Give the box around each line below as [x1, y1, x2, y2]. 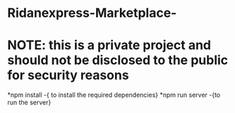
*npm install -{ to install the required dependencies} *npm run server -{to [7, 90, 221, 100]
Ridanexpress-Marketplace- [7, 5, 177, 21]
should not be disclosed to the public [7, 52, 229, 69]
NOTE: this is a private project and [7, 37, 212, 54]
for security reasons [7, 67, 129, 83]
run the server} [7, 98, 52, 107]
